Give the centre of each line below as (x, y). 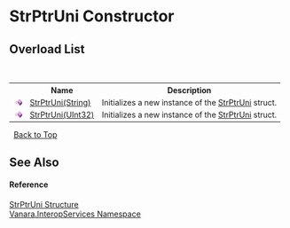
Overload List (47, 49)
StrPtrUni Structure (44, 205)
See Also (34, 162)
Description (189, 90)
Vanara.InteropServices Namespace (75, 214)
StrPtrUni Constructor (92, 16)
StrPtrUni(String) (60, 102)
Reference (29, 185)
